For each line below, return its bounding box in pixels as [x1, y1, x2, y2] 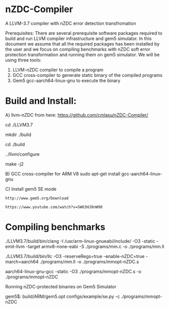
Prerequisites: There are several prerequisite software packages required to [5, 30, 162, 36]
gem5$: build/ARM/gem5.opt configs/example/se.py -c [5, 293, 120, 299]
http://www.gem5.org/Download [5, 196, 69, 201]
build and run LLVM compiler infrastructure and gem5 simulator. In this [5, 35, 152, 41]
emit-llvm [5, 243, 25, 249]
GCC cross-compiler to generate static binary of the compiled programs [12, 72, 163, 78]
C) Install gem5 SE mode [5, 186, 57, 192]
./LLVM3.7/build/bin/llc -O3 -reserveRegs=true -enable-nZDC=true [5, 253, 145, 259]
